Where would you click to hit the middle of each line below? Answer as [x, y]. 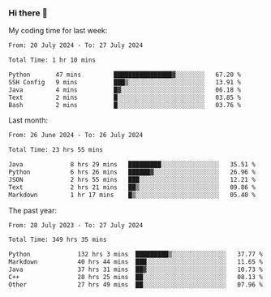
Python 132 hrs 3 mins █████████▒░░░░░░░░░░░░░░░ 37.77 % [136, 255]
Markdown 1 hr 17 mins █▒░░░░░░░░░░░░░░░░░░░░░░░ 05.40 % [132, 195]
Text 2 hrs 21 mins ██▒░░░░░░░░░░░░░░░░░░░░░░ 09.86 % [132, 187]
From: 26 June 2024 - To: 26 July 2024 [76, 136]
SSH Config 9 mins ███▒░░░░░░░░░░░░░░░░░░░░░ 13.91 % [125, 82]
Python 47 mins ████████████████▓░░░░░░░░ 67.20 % [125, 75]
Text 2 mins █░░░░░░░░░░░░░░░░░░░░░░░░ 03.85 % [125, 97]
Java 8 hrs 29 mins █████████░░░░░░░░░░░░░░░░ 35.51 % [132, 165]
